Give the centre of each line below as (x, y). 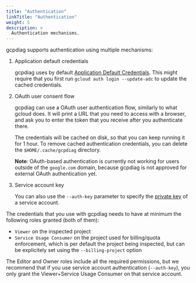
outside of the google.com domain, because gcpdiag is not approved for (101, 168)
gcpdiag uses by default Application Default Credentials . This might (96, 73)
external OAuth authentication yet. (56, 174)
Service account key (39, 185)
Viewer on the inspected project (53, 232)
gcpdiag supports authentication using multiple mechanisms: (80, 50)
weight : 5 (18, 22)
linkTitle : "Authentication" (42, 17)
